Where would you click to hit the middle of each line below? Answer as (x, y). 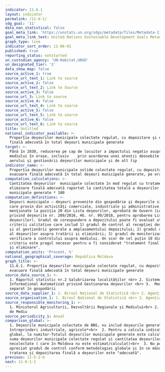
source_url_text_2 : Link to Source (41, 87)
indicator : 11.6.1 (24, 10)
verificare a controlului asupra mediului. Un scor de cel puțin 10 (81, 238)
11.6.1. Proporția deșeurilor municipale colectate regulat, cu (77, 266)
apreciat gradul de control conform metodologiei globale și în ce (80, 348)
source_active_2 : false (29, 83)
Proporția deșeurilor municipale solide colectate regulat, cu (75, 170)
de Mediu (18, 311)
